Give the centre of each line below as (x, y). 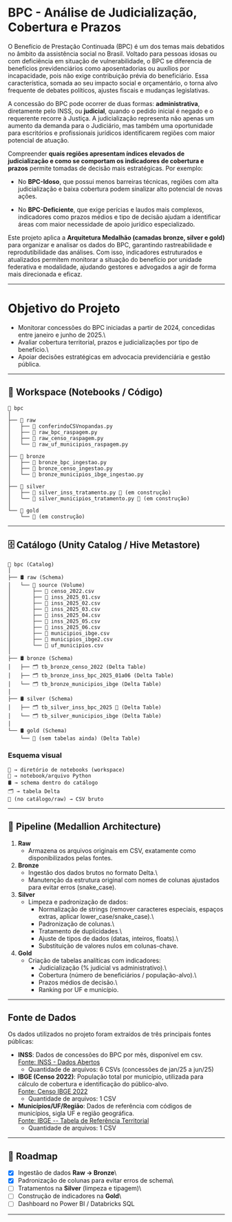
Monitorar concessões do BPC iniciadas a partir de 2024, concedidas (116, 327)
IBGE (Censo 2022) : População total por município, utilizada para (110, 1077)
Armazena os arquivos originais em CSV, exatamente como (112, 850)
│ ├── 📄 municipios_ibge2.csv (60, 639)
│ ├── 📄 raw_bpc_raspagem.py (53, 432)
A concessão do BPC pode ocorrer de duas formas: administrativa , (104, 103)
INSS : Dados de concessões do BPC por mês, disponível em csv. (110, 1055)
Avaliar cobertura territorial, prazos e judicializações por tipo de (108, 342)
